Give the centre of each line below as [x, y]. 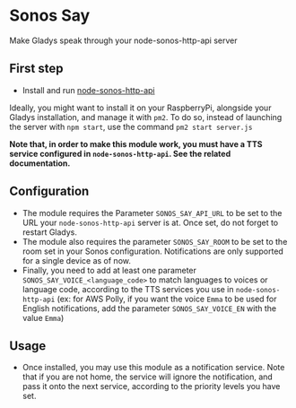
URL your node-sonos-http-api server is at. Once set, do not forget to [150, 222]
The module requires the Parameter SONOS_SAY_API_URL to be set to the [152, 213]
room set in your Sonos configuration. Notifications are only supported [153, 251]
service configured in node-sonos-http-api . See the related [120, 153]
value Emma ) [43, 317]
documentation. [40, 163]
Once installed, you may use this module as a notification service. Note [153, 368]
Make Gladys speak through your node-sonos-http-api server [123, 40]
